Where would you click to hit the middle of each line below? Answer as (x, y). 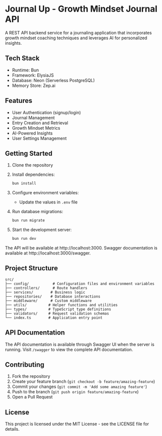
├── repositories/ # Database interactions (53, 296)
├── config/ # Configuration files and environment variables (80, 284)
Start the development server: (42, 230)
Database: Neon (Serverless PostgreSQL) (53, 80)
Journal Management (33, 117)
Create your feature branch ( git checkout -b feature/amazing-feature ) (83, 382)
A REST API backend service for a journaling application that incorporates (79, 33)
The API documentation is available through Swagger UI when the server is (80, 344)
